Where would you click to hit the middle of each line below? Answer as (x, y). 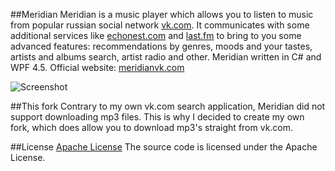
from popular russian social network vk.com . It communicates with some (160, 25)
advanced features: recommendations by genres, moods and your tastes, (161, 46)
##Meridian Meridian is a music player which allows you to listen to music (162, 14)
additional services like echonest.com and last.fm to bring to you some (156, 35)
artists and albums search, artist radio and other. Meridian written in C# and (166, 57)
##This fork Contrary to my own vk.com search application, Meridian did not (168, 106)
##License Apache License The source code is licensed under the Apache (164, 147)
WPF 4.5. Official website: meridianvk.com (97, 67)
